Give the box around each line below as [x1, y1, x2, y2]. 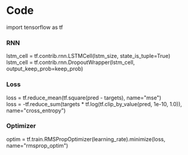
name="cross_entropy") [6, 107, 66, 114]
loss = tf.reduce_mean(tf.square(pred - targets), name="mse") [6, 94, 161, 101]
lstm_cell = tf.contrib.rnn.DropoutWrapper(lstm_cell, [6, 59, 135, 66]
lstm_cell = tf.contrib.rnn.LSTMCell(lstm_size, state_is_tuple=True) [6, 52, 170, 60]
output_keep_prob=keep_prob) [6, 65, 83, 72]
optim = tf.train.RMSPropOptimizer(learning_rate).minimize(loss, [6, 135, 166, 142]
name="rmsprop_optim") [6, 142, 68, 149]
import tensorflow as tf [6, 24, 63, 31]
